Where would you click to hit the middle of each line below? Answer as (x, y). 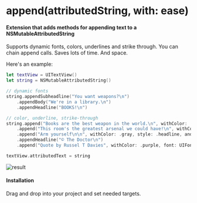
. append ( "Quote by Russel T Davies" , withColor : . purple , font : (97, 146)
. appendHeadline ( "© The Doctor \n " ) (60, 140)
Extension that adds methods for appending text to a (72, 27)
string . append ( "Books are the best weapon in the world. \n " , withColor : (97, 124)
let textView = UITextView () (42, 75)
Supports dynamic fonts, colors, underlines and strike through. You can (92, 47)
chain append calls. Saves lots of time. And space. (67, 53)
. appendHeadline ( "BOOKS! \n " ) (52, 107)
